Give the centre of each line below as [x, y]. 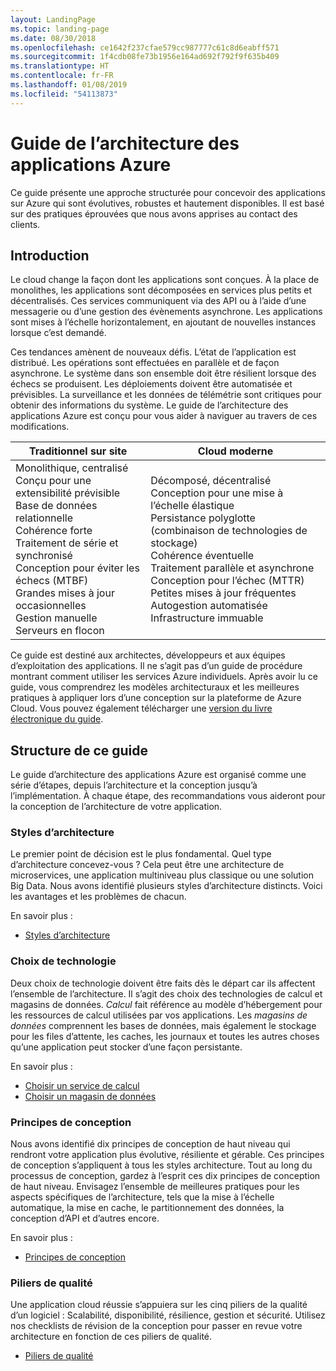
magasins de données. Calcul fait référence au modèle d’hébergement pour [166, 1004]
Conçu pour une [53, 481]
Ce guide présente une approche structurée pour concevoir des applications [168, 192]
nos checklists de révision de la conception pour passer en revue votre [156, 1326]
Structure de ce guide [79, 750]
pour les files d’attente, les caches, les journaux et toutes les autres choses [165, 1036]
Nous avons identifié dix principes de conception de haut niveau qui [150, 1144]
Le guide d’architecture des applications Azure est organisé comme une [158, 775]
